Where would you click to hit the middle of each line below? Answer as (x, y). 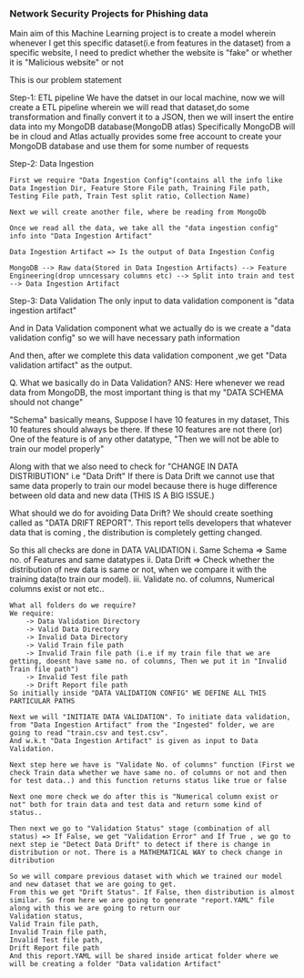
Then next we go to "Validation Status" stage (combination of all (140, 829)
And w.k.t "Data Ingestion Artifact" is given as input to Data (134, 741)
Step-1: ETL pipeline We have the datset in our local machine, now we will (147, 97)
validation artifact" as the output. (71, 365)
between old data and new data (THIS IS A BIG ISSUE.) (112, 495)
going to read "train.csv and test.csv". (89, 733)
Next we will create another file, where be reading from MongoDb (138, 212)
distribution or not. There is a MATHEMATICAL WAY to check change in (146, 853)
